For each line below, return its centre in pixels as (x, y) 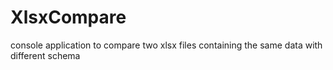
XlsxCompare (68, 17)
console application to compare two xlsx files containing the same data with (166, 45)
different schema (45, 55)
